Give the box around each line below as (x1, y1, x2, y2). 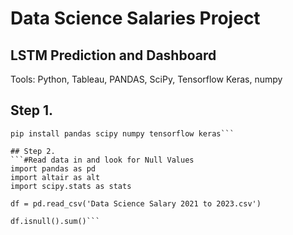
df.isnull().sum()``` (10, 216, 101, 226)
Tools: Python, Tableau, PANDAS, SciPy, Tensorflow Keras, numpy (10, 73, 283, 85)
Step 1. (10, 102, 54, 119)
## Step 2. (10, 146, 56, 156)
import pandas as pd (10, 163, 97, 174)
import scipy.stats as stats (10, 181, 132, 191)
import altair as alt (10, 172, 101, 182)
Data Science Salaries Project (10, 7, 261, 30)
